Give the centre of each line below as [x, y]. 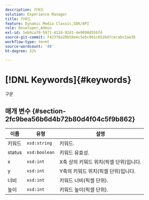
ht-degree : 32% [21, 51]
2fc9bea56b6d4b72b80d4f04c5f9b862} [70, 119]
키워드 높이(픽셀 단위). [84, 190]
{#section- [49, 111]
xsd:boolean [40, 153]
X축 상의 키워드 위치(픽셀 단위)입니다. [100, 162]
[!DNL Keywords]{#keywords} [68, 80]
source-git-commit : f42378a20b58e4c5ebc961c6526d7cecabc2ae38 [70, 38]
